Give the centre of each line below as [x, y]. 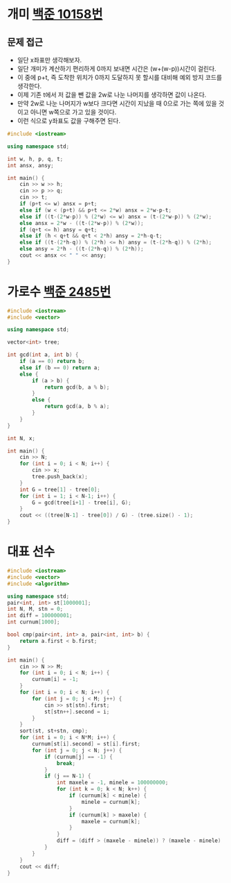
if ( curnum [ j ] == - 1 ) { [78, 757]
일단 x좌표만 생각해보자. [49, 60]
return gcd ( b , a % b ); [77, 387]
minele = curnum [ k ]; [111, 802]
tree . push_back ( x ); [60, 477]
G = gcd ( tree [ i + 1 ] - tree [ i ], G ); [82, 503]
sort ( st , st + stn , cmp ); [54, 731]
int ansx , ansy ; [30, 165]
